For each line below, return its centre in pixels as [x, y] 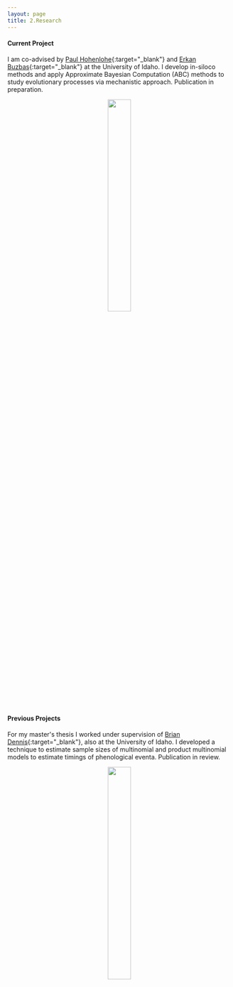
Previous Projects [34, 718]
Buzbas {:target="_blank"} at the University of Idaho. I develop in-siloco [112, 66]
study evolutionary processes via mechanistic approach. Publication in [111, 82]
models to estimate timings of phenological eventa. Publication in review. [114, 757]
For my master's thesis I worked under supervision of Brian [94, 734]
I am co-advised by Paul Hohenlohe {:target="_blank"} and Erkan [102, 59]
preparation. [26, 89]
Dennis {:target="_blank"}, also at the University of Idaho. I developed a [111, 742]
